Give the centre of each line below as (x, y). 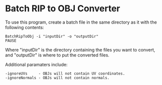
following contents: (25, 27)
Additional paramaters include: (36, 64)
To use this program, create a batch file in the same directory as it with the (81, 22)
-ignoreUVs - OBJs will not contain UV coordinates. (65, 73)
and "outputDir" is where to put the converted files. (57, 55)
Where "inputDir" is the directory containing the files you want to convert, (80, 50)
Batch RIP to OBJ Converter (63, 9)
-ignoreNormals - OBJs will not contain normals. (57, 78)
